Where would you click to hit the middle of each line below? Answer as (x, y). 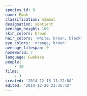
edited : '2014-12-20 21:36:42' (38, 85)
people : (13, 62)
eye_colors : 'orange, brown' (36, 43)
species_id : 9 (20, 10)
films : (12, 72)
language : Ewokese (25, 57)
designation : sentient (29, 24)
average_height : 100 (27, 29)
